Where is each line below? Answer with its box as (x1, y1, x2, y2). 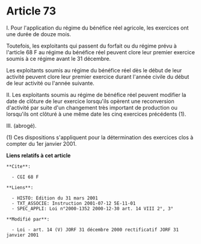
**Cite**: (6, 163, 31, 169)
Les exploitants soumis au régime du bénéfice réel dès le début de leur (6, 66, 182, 74)
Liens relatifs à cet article (6, 152, 71, 159)
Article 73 (6, 4, 56, 18)
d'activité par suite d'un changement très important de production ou (6, 104, 178, 111)
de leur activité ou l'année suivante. (6, 80, 94, 87)
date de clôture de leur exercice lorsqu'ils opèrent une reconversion (6, 98, 175, 105)
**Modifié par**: (6, 216, 50, 222)
